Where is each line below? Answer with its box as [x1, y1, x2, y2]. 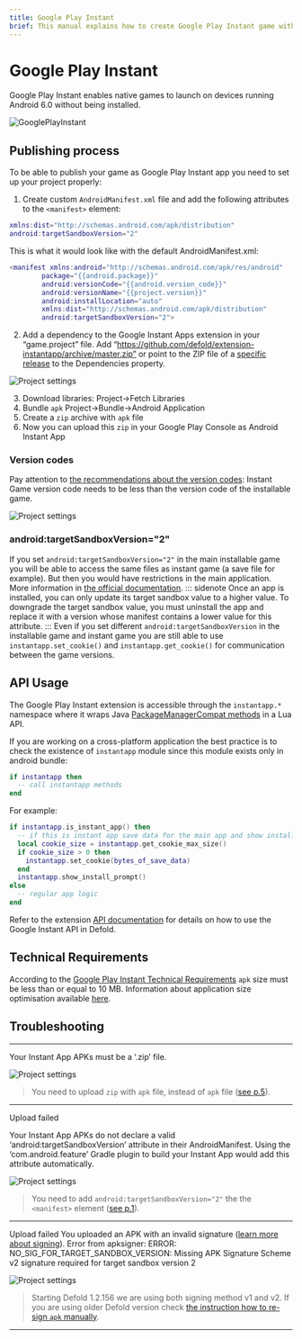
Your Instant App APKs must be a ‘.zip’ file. [9, 1051, 167, 1062]
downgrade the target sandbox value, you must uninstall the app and [9, 601, 264, 612]
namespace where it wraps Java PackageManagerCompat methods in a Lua [9, 708, 292, 720]
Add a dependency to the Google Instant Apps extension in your [22, 329, 261, 340]
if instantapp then [9, 772, 83, 781]
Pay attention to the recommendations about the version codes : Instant [9, 474, 272, 485]
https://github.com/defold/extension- [116, 339, 254, 350]
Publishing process [9, 143, 120, 158]
